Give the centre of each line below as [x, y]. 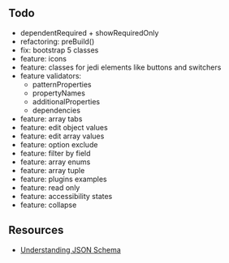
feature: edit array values [62, 136]
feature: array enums [55, 162]
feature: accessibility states [66, 196]
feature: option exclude [59, 144]
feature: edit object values [64, 127]
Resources [36, 230]
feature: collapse [48, 205]
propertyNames [58, 93]
